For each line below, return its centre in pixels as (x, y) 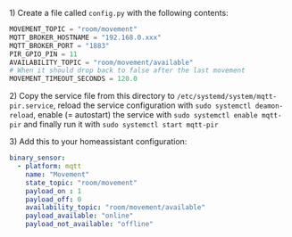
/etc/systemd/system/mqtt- (227, 97)
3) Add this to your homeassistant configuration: (98, 142)
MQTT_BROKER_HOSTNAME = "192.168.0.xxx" (86, 37)
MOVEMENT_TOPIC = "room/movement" (74, 29)
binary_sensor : (38, 158)
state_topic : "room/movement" (82, 183)
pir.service (31, 106)
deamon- (269, 106)
